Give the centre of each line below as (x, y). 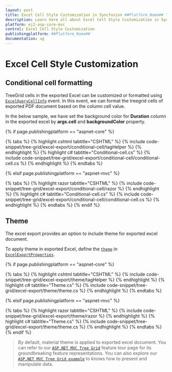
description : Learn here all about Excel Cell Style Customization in (82, 19)
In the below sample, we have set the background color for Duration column (86, 116)
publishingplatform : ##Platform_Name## (48, 34)
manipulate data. (36, 364)
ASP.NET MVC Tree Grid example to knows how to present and (82, 358)
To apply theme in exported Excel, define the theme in (61, 249)
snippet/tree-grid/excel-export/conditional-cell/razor (61, 188)
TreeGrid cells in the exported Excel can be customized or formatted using (84, 95)
